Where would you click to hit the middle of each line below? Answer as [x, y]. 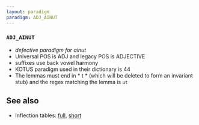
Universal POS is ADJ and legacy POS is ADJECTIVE [80, 56]
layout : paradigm [28, 12]
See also [23, 101]
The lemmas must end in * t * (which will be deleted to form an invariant [104, 75]
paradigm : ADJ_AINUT [32, 17]
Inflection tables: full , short [48, 115]
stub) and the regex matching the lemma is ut [71, 82]
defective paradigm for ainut [51, 50]
